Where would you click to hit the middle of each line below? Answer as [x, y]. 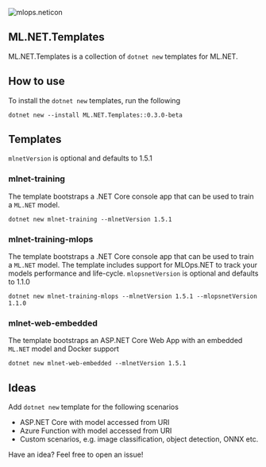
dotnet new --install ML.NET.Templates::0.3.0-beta [95, 115]
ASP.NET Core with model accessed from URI [94, 423]
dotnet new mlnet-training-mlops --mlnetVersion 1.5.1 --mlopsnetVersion [133, 297]
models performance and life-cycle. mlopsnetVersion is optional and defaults [133, 273]
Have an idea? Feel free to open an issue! [76, 455]
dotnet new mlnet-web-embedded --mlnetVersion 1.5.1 [97, 364]
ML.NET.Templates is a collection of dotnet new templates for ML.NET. [123, 56]
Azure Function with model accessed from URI [96, 431]
